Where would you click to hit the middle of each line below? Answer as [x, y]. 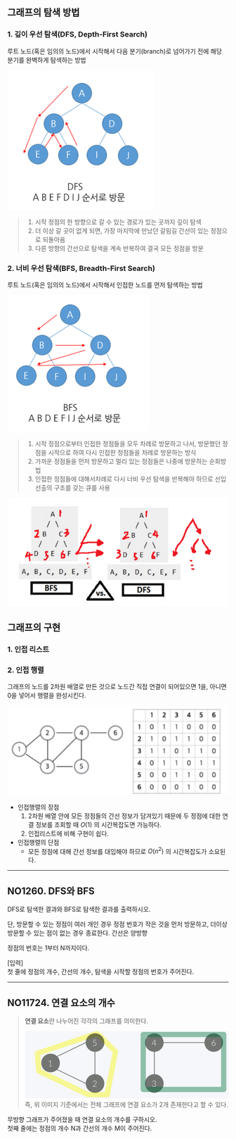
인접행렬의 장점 [38, 807]
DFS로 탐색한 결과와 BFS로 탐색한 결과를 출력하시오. [79, 910]
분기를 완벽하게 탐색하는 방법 [47, 60]
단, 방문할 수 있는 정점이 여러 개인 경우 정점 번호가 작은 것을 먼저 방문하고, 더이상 [118, 924]
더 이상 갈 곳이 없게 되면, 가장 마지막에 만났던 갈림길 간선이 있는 [122, 230]
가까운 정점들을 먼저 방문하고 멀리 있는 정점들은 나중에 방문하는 [121, 461]
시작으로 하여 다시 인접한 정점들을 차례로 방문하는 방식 [122, 452]
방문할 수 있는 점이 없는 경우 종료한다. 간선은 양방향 [77, 933]
